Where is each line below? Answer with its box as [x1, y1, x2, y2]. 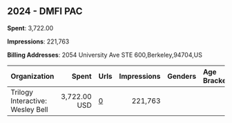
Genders [167, 71, 197, 81]
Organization [10, 71, 55, 81]
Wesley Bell [10, 104, 48, 114]
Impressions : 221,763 [7, 37, 70, 46]
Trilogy [10, 87, 33, 97]
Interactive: [10, 96, 47, 106]
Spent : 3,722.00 [7, 23, 54, 32]
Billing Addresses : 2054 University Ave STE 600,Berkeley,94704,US [7, 50, 202, 59]
